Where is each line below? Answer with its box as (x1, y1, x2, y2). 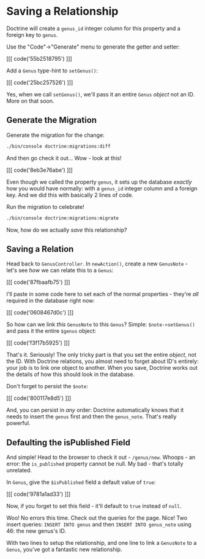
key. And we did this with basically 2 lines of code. (6, 191, 133, 198)
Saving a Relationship (6, 4, 119, 18)
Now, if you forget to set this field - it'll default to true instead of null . (6, 502, 182, 510)
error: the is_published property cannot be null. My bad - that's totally (6, 460, 184, 467)
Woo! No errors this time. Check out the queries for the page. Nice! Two (6, 514, 188, 522)
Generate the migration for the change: (6, 131, 105, 139)
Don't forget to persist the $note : (6, 383, 89, 390)
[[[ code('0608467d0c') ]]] (6, 309, 74, 316)
